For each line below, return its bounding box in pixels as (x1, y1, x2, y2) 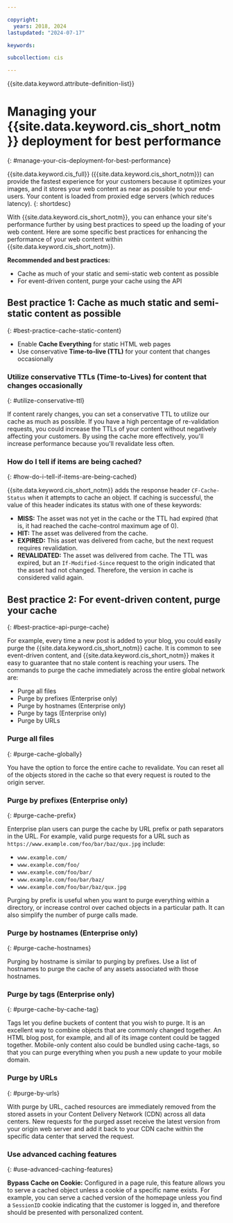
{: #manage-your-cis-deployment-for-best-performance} (7, 157, 171, 165)
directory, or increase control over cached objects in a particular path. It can (7, 903, 225, 911)
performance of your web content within (7, 235, 123, 243)
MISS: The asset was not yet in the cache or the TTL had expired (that (17, 514, 218, 522)
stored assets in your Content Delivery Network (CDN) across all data (7, 1110, 206, 1118)
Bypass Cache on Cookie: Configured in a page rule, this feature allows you (7, 1178, 225, 1187)
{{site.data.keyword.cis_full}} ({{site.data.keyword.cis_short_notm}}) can (7, 170, 214, 178)
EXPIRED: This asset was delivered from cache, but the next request (17, 536, 214, 545)
